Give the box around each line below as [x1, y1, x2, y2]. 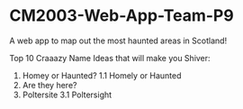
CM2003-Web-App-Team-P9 [9, 5, 234, 26]
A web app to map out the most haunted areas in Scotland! [9, 35, 228, 46]
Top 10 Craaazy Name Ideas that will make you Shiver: [9, 52, 211, 63]
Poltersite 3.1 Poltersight [22, 89, 112, 100]
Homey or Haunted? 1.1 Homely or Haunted [22, 69, 182, 81]
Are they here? [22, 79, 77, 90]
